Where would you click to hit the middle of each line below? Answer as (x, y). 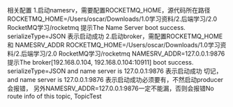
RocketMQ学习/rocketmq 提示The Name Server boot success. (97, 27)
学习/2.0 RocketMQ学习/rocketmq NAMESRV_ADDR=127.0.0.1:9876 (129, 53)
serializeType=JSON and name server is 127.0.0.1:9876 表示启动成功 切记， (115, 71)
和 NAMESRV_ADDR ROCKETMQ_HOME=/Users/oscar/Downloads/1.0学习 (114, 45)
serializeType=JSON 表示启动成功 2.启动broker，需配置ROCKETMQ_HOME (115, 36)
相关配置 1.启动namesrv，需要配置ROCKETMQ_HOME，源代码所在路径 (109, 10)
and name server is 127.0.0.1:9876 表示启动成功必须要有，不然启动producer (115, 80)
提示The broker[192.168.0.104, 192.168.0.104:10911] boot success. (100, 62)
